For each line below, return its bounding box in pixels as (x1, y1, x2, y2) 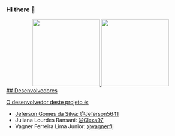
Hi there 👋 (6, 5, 36, 14)
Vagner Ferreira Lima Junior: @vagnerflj (14, 123, 114, 130)
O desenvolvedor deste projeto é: (6, 98, 89, 106)
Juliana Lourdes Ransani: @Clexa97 (14, 116, 104, 124)
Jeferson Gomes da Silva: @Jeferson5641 (14, 110, 119, 118)
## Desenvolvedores (6, 87, 58, 94)
